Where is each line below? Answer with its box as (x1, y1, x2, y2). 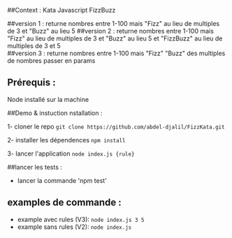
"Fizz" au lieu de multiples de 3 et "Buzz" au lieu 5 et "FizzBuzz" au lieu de (7, 34, 223, 43)
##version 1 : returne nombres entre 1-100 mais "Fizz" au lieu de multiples (7, 20, 220, 27)
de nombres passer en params (7, 57, 96, 65)
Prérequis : (7, 77, 56, 89)
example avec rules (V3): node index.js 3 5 (17, 215, 145, 223)
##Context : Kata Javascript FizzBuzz (7, 6, 116, 14)
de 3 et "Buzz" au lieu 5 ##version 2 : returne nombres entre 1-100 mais (7, 27, 215, 35)
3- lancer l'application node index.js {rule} (7, 149, 135, 158)
